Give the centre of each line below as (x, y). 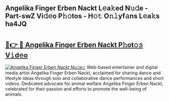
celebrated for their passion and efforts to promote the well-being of (76, 89)
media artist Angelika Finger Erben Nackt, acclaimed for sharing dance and (83, 73)
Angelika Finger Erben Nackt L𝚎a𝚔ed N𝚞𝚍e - (77, 8)
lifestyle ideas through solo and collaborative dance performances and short (84, 78)
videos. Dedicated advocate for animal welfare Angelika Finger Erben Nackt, (84, 83)
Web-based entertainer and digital (122, 67)
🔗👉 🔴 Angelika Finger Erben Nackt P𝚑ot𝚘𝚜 (74, 45)
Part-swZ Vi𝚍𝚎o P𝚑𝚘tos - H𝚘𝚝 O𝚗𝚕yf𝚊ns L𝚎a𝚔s (82, 16)
